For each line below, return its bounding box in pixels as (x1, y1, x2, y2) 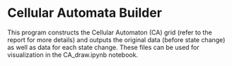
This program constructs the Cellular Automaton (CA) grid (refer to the (7, 28, 212, 37)
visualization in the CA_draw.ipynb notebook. (7, 51, 139, 59)
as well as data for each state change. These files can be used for (7, 43, 199, 51)
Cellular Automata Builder (7, 5, 163, 21)
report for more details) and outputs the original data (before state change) (7, 35, 226, 44)
